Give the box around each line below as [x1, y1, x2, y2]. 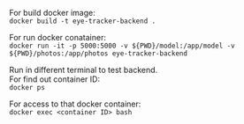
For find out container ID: [9, 74, 100, 84]
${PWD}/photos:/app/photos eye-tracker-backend [9, 49, 188, 58]
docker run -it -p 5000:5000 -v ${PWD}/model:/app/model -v [9, 41, 236, 50]
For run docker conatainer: [9, 33, 106, 42]
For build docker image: [9, 8, 95, 18]
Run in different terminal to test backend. [9, 65, 158, 75]
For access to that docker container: [9, 98, 141, 109]
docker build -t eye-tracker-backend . [9, 17, 156, 26]
